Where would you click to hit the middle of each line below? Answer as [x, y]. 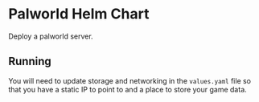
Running [30, 61]
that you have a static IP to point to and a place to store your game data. [127, 89]
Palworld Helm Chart [79, 14]
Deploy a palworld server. [51, 36]
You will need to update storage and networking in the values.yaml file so [130, 80]
